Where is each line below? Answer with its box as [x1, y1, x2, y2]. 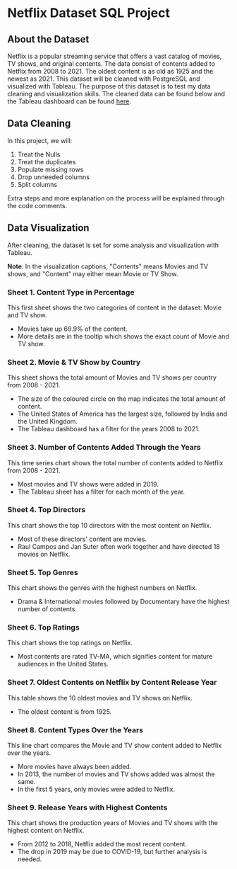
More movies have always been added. [17, 763, 132, 771]
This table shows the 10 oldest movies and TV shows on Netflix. [7, 693, 193, 702]
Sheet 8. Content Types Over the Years [7, 725, 143, 734]
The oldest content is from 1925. [17, 707, 112, 716]
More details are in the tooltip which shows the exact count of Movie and [17, 331, 229, 341]
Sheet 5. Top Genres [7, 567, 79, 577]
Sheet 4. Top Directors [7, 505, 86, 515]
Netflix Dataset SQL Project [7, 5, 171, 21]
